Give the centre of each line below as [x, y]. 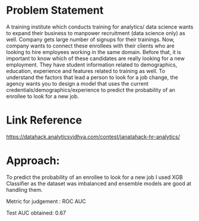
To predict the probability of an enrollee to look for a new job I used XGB [94, 177]
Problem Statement [55, 10]
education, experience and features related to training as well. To [86, 71]
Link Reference [44, 120]
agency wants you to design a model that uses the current [77, 83]
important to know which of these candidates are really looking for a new [96, 58]
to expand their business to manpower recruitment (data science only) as [96, 33]
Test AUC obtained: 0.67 [36, 213]
